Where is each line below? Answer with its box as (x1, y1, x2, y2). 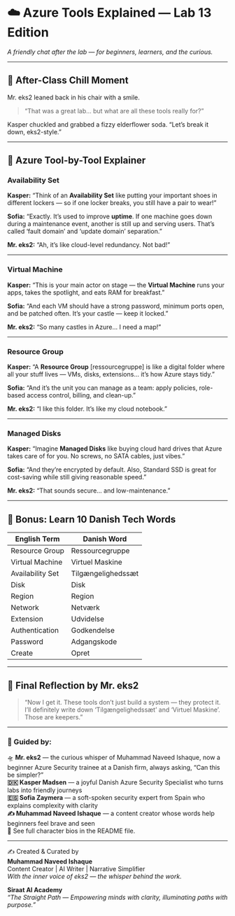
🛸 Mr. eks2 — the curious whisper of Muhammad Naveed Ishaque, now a (7, 753, 220, 762)
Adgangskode (71, 637, 117, 647)
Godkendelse (71, 626, 115, 635)
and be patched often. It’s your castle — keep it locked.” (7, 309, 169, 318)
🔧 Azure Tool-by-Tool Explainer (7, 155, 146, 167)
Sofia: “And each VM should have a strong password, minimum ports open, (7, 302, 225, 310)
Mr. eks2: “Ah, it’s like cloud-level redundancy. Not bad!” (7, 241, 171, 249)
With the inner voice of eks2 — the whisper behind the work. (7, 872, 182, 881)
